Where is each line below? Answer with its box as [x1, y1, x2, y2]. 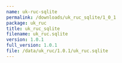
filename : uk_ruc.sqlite [6, 31, 68, 37]
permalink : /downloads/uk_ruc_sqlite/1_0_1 [6, 14, 117, 20]
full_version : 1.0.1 [6, 43, 58, 49]
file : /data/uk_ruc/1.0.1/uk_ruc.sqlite [6, 48, 109, 54]
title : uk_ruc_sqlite [6, 25, 60, 32]
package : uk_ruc [6, 20, 47, 26]
